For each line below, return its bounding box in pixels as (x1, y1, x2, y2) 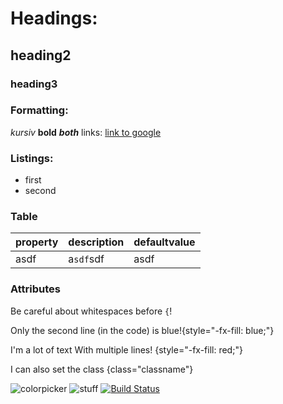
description (68, 235, 125, 249)
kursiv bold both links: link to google (10, 126, 162, 138)
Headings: (10, 7, 98, 30)
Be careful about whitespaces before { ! (10, 305, 173, 317)
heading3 (10, 77, 58, 91)
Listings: (10, 151, 54, 165)
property (15, 235, 59, 249)
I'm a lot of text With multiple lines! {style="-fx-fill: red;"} (10, 343, 243, 356)
